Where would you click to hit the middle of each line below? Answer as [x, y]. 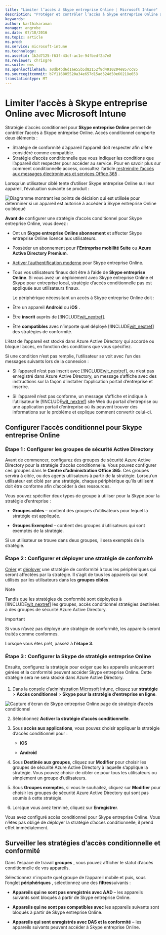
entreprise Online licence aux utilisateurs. [54, 238]
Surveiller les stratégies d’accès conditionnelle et [83, 843]
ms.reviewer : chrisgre [28, 60]
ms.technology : [21, 51]
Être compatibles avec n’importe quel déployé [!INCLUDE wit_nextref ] [83, 326]
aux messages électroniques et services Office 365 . [66, 174]
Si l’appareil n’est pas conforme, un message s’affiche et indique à [80, 396]
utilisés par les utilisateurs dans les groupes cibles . [57, 579]
